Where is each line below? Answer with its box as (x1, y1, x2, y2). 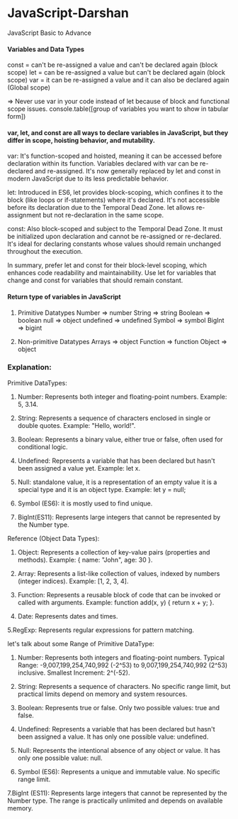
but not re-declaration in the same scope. (42, 211, 164, 220)
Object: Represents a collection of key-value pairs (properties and (17, 547, 210, 556)
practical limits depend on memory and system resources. (17, 690, 188, 698)
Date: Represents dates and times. (17, 611, 118, 620)
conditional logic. (17, 442, 69, 451)
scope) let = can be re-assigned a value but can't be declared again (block (7, 68, 225, 77)
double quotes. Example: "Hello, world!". (17, 421, 136, 429)
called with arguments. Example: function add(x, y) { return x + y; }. (17, 598, 215, 606)
